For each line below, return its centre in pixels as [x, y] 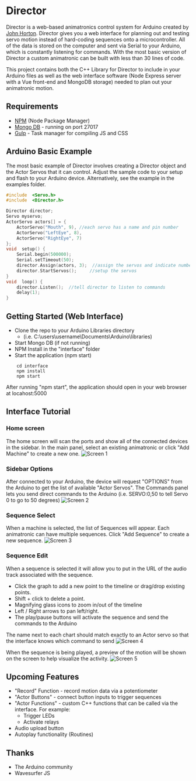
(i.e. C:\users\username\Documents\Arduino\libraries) [88, 337]
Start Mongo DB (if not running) [52, 343]
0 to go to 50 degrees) [33, 500]
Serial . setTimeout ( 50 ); [45, 260]
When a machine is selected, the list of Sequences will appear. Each [88, 528]
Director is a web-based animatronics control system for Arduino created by [97, 27]
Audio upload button [39, 728]
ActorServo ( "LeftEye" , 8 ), [49, 232]
